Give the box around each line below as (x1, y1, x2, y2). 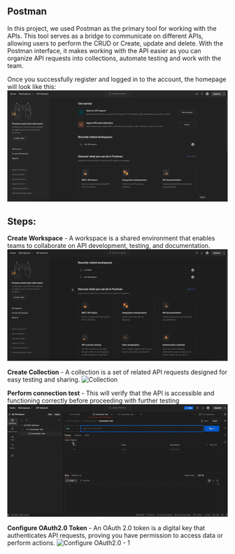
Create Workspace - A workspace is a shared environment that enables (7, 234, 215, 242)
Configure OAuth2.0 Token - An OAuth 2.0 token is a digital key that (7, 523, 205, 532)
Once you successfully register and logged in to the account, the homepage (7, 75, 227, 83)
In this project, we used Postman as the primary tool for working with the (7, 24, 217, 32)
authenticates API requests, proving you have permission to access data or (7, 531, 224, 539)
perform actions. (7, 539, 55, 547)
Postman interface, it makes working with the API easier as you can (7, 46, 201, 55)
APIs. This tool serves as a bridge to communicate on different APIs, (7, 32, 204, 40)
